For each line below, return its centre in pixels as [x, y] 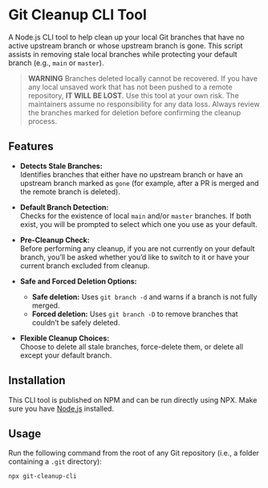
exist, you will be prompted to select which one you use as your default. [139, 224]
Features [31, 147]
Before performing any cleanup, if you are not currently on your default [137, 248]
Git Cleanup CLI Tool [77, 15]
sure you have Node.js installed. [61, 408]
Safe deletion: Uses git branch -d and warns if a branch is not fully [144, 296]
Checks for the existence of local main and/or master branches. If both [135, 216]
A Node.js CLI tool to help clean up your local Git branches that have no [126, 37]
